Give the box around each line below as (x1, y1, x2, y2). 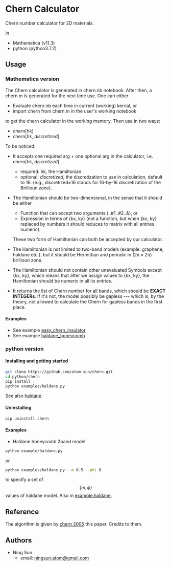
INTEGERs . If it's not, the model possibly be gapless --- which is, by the (12, 293, 164, 299)
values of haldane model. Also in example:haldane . (5, 492, 112, 499)
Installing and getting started (5, 358, 68, 364)
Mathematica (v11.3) (12, 39, 55, 46)
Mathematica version (5, 75, 60, 82)
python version (5, 345, 44, 352)
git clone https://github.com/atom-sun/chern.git (5, 369, 113, 374)
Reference (5, 507, 39, 516)
